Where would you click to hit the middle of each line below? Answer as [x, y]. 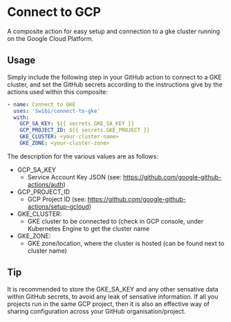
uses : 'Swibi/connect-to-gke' [57, 111]
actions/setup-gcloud [58, 206]
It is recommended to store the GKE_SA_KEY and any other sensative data [113, 289]
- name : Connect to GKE [41, 105]
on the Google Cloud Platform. [50, 38]
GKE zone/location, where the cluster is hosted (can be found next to [126, 243]
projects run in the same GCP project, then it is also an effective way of [108, 304]
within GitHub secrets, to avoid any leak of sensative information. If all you [113, 296]
